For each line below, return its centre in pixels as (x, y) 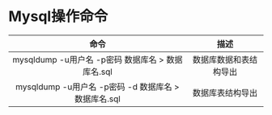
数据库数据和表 (221, 60)
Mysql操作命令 (58, 16)
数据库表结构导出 (225, 92)
